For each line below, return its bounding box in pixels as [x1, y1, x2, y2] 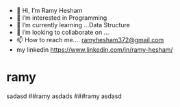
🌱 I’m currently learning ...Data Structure [16, 21, 131, 29]
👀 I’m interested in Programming [16, 14, 107, 22]
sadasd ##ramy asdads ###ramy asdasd [6, 92, 123, 100]
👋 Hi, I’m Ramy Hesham [16, 7, 83, 14]
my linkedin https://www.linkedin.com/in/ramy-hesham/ [16, 46, 173, 54]
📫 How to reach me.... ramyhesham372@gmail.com [16, 36, 164, 44]
